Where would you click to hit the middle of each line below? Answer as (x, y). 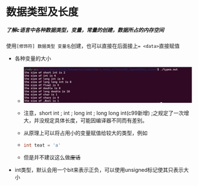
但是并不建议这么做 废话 (52, 157)
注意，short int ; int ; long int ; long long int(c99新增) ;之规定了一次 (104, 113)
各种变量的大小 (33, 58)
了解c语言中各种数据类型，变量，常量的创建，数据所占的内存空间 (85, 30)
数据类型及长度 (42, 12)
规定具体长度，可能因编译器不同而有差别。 (96, 120)
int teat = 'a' (42, 145)
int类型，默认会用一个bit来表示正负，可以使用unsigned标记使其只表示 (99, 169)
